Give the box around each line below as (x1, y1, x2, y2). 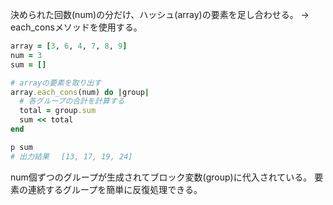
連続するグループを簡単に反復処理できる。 (27, 183, 203, 195)
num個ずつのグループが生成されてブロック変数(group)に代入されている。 (10, 171, 313, 183)
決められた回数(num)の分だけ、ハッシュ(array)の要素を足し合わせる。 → (10, 9, 310, 20)
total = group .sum (19, 106, 97, 116)
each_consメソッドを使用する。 (10, 21, 143, 33)
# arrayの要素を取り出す (10, 78, 102, 88)
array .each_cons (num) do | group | (10, 87, 150, 97)
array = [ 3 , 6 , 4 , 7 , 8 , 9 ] (10, 41, 128, 51)
